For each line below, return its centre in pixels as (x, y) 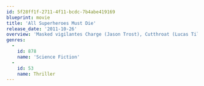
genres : (16, 40)
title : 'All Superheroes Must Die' (51, 23)
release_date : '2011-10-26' (42, 29)
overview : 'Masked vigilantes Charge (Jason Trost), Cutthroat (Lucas (97, 35)
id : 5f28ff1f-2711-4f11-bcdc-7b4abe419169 (61, 12)
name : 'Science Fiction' (49, 57)
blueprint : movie (28, 18)
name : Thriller (36, 74)
